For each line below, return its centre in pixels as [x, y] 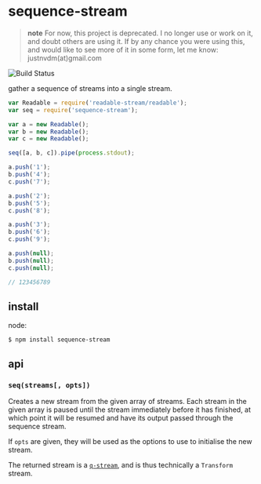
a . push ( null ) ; [31, 253]
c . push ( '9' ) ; [29, 239]
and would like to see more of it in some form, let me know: [123, 49]
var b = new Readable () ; [49, 132]
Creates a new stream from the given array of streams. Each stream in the [127, 402]
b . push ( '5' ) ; [29, 203]
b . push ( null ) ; [31, 260]
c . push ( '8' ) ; [29, 210]
